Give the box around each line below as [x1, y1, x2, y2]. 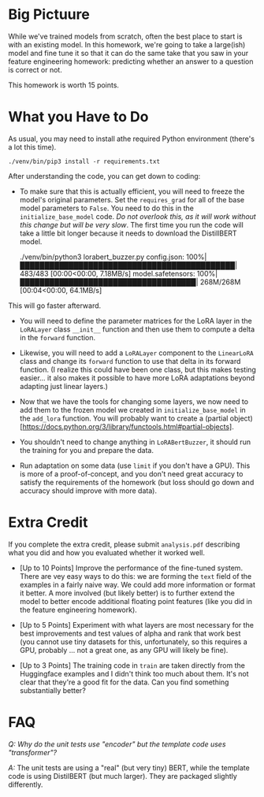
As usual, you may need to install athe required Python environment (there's [8, 134, 255, 143]
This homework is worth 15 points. [8, 80, 120, 90]
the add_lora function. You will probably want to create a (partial [19, 413, 229, 423]
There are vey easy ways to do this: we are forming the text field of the [19, 571, 252, 580]
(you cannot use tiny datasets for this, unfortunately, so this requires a [19, 636, 248, 647]
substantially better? [19, 685, 87, 695]
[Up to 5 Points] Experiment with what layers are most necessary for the [19, 620, 255, 629]
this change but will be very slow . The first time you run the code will [19, 220, 244, 229]
